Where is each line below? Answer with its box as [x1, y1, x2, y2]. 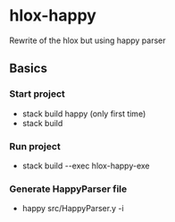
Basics [9, 61, 47, 76]
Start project [9, 88, 65, 100]
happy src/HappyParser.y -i [21, 203, 124, 214]
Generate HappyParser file [9, 183, 128, 195]
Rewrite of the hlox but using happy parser [9, 35, 167, 46]
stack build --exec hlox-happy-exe [21, 160, 150, 171]
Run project [9, 140, 61, 152]
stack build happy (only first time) [21, 108, 146, 119]
